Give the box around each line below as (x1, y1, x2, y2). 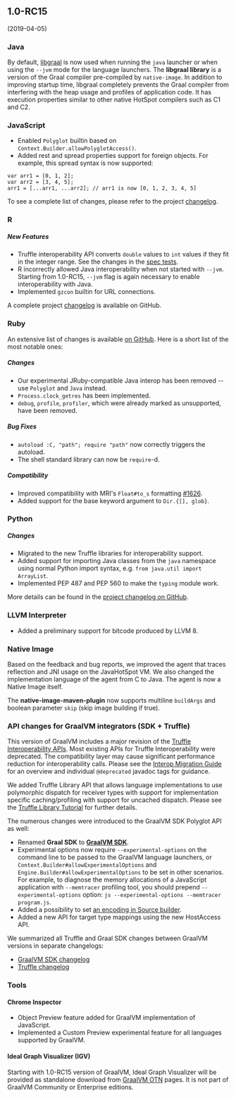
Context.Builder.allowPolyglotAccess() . (17, 144, 137, 152)
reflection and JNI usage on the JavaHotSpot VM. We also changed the (7, 667, 215, 676)
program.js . (17, 898, 51, 906)
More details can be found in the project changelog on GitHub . (7, 593, 189, 601)
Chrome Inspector (7, 997, 62, 1006)
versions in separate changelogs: (7, 942, 104, 950)
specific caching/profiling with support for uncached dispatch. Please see (7, 796, 222, 804)
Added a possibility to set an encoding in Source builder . (17, 906, 182, 914)
